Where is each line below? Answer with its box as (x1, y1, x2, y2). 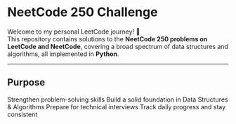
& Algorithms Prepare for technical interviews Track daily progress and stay (7, 102, 226, 111)
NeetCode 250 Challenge (7, 4, 158, 20)
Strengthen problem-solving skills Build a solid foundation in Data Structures (7, 95, 228, 104)
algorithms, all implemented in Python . (7, 50, 119, 58)
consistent (7, 110, 38, 118)
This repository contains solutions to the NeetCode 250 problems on (7, 34, 208, 43)
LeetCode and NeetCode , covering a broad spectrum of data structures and (7, 42, 228, 50)
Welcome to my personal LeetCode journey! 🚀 (7, 27, 140, 36)
